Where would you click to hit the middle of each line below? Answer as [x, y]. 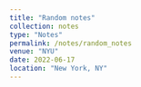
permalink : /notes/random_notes [70, 43]
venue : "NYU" [34, 52]
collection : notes [44, 26]
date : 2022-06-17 [42, 60]
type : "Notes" [36, 34]
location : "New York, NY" [58, 69]
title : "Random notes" [52, 18]
